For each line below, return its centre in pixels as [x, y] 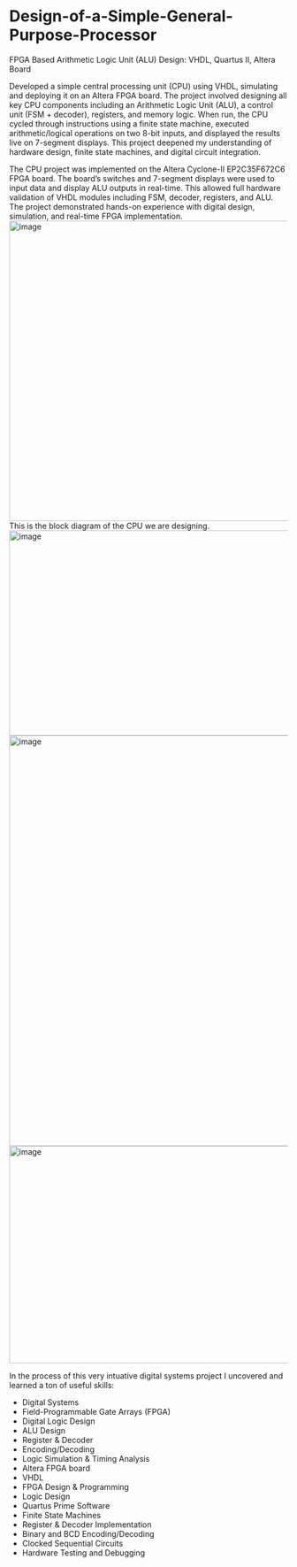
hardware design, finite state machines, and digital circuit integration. [135, 151]
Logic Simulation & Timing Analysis [86, 1458]
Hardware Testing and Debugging [84, 1552]
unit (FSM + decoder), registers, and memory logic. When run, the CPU [139, 114]
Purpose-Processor [83, 35]
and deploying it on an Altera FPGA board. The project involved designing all [148, 96]
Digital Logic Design [58, 1421]
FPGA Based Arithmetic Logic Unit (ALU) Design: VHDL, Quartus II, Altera [142, 59]
